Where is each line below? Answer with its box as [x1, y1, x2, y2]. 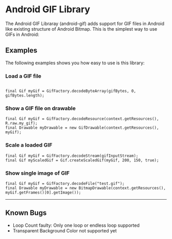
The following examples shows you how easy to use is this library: [5, 60, 145, 66]
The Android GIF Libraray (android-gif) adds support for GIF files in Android [5, 20, 165, 27]
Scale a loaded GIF [5, 141, 53, 149]
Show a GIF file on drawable [5, 105, 76, 112]
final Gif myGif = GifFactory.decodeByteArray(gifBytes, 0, [5, 88, 137, 94]
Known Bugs [5, 208, 47, 218]
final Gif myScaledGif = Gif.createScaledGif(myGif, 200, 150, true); [5, 157, 159, 163]
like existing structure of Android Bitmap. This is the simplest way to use [5, 26, 158, 32]
